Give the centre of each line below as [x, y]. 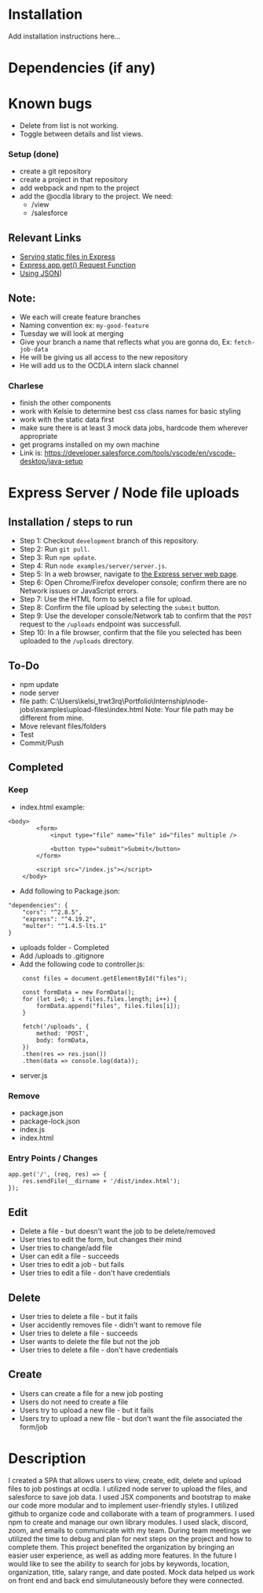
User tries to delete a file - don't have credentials [99, 1350]
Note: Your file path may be [189, 710]
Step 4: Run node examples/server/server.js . [93, 566]
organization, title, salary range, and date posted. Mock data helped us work [131, 1572]
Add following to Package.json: [69, 891]
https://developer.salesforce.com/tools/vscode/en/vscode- [140, 453]
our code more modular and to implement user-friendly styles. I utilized [123, 1505]
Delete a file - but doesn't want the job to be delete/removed [117, 1231]
